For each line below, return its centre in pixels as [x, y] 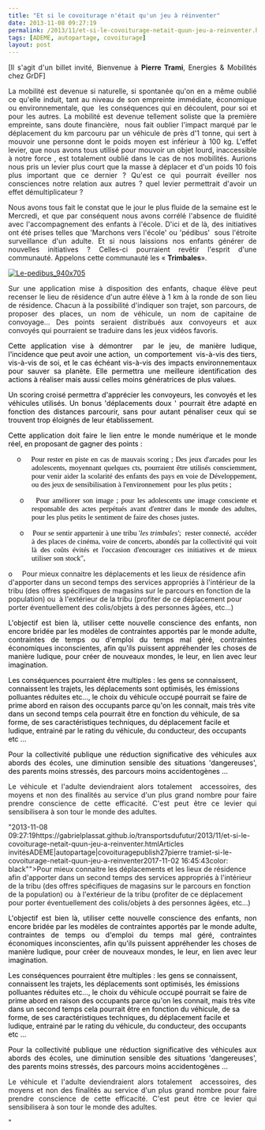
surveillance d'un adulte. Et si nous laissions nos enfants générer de [132, 241]
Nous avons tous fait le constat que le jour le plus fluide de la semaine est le [132, 207]
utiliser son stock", [58, 558]
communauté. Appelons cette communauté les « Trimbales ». [108, 258]
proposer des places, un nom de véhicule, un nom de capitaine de [132, 314]
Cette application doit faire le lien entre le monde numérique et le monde [132, 435]
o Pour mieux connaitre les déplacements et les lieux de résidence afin [127, 574]
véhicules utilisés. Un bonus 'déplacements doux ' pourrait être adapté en [132, 404]
